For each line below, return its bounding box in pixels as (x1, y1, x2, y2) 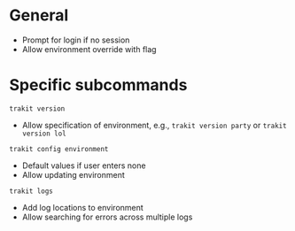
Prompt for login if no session (21, 35, 130, 45)
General (9, 5, 69, 26)
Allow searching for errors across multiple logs (21, 212, 193, 222)
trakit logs (9, 187, 53, 196)
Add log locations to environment (21, 202, 144, 212)
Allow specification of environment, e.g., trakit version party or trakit (21, 119, 287, 130)
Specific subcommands (9, 75, 188, 96)
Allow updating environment (21, 169, 126, 180)
